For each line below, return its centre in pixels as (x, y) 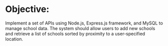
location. (14, 39)
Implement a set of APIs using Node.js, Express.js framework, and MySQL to (84, 23)
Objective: (27, 9)
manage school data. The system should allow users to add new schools (80, 28)
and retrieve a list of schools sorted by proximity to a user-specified (75, 33)
